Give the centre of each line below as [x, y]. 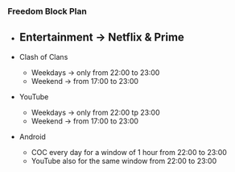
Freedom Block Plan [47, 11]
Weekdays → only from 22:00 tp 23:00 [95, 112]
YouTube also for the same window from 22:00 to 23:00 [124, 161]
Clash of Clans [43, 57]
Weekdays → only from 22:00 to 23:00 [95, 72]
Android [32, 136]
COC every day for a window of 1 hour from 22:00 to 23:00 [129, 152]
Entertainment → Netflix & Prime [101, 38]
